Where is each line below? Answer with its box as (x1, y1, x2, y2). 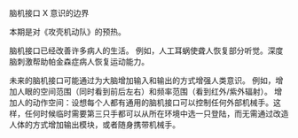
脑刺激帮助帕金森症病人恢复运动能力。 (9, 57, 149, 66)
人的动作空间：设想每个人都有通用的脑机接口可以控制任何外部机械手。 (16, 97, 273, 108)
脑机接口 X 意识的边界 (9, 8, 90, 18)
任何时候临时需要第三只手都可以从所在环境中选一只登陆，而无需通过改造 (24, 109, 289, 119)
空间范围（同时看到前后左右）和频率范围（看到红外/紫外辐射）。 (39, 87, 273, 96)
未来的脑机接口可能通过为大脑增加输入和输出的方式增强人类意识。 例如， (9, 75, 276, 86)
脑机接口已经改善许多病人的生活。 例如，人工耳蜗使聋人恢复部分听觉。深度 (9, 45, 284, 56)
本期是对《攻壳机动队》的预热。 (9, 27, 126, 37)
